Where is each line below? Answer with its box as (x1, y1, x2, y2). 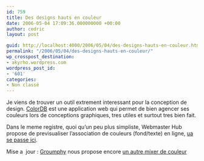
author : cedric (6, 26, 45, 32)
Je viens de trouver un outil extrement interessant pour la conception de (6, 98, 187, 106)
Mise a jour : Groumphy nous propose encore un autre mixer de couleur (6, 148, 187, 156)
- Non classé (6, 82, 39, 88)
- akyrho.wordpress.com (6, 59, 67, 66)
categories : (6, 77, 36, 83)
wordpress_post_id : (6, 65, 56, 71)
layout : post (6, 32, 39, 38)
